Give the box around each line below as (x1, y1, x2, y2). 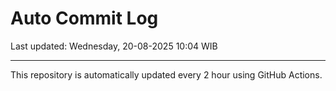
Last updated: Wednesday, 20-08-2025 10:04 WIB (10, 40, 218, 52)
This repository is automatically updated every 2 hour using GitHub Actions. (10, 68, 323, 81)
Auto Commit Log (10, 7, 159, 30)
